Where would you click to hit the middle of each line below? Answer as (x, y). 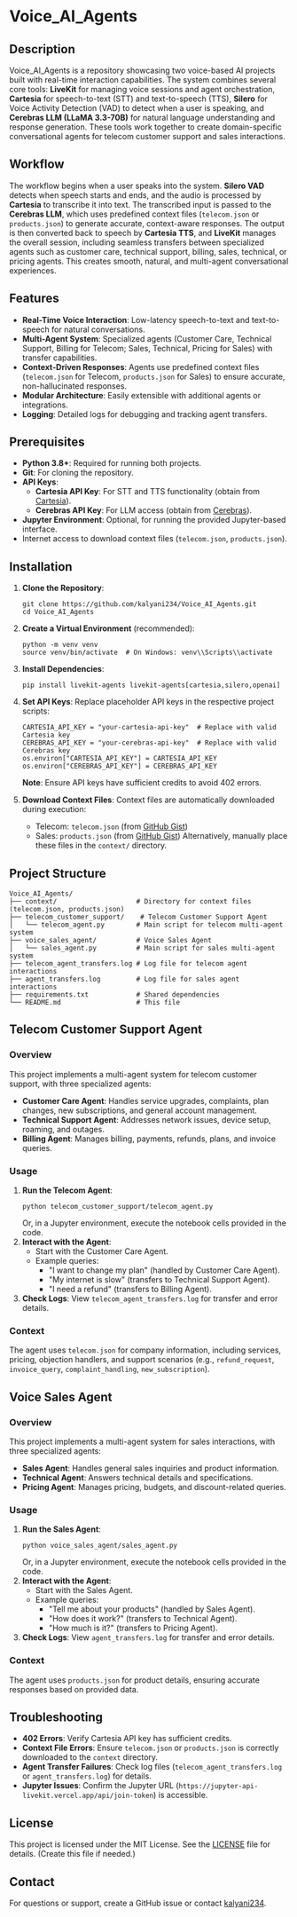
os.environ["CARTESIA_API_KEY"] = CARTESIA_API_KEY (119, 759)
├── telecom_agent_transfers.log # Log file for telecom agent (129, 964)
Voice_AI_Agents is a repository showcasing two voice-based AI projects (142, 70)
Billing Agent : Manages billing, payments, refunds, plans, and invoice (149, 1139)
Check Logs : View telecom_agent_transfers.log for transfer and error (150, 1298)
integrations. (45, 405)
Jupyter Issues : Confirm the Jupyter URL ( (100, 1786)
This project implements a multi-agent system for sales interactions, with (142, 1442)
